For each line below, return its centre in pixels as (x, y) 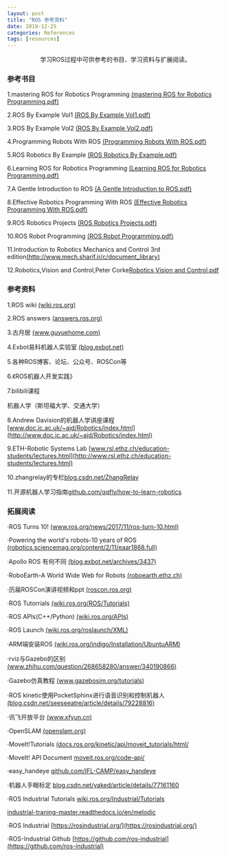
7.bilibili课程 (23, 391)
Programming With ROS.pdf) (47, 210)
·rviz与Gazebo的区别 (36, 659)
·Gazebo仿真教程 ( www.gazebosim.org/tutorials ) (76, 681)
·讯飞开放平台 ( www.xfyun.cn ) (50, 717)
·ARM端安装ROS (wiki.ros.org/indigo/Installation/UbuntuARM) (94, 644)
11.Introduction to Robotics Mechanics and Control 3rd (84, 250)
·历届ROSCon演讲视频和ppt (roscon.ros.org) (69, 589)
